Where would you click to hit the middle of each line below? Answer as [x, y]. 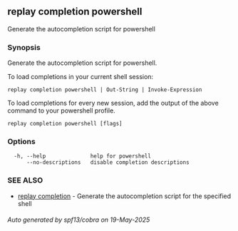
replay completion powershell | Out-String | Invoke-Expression [105, 90]
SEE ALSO [25, 180]
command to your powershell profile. [61, 111]
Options [21, 142]
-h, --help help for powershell [83, 156]
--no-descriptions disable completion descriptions [108, 163]
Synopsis [24, 47]
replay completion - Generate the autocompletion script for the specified [124, 196]
